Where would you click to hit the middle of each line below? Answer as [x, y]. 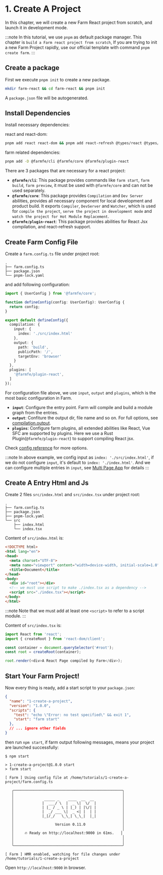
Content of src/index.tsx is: [33, 625]
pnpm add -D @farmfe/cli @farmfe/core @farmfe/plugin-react [67, 162]
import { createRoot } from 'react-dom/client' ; [55, 639]
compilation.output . [32, 423]
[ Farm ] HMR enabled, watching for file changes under [63, 854]
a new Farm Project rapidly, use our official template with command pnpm [77, 47]
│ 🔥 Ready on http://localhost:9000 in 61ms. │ [67, 833]
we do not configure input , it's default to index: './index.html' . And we [78, 462]
